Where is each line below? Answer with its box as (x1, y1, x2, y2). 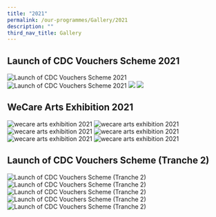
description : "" (7, 23, 54, 30)
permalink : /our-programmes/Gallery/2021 (7, 17, 128, 23)
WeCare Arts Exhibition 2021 (7, 102, 134, 113)
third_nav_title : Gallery (7, 29, 81, 37)
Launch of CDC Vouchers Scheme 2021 (7, 55, 180, 66)
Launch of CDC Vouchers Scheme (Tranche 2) (7, 155, 210, 167)
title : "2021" (7, 10, 48, 17)
